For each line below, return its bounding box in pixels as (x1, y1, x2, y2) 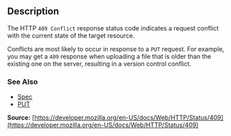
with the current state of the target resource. (7, 31, 135, 40)
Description (7, 6, 59, 17)
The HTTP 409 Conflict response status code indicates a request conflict (7, 24, 219, 32)
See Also (7, 76, 38, 86)
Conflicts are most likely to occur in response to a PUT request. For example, (7, 44, 225, 53)
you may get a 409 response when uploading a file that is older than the (7, 52, 212, 60)
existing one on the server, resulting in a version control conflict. (7, 59, 191, 68)
